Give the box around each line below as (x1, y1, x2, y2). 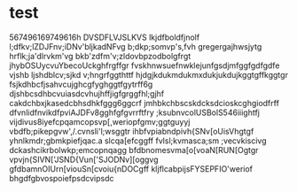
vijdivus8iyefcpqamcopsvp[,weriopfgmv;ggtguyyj (9, 116, 191, 127)
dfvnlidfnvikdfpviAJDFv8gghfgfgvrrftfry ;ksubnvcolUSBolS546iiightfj (9, 107, 260, 118)
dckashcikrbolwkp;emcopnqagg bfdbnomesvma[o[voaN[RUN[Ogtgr (9, 144, 259, 155)
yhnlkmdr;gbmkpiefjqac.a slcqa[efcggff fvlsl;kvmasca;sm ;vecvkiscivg (9, 135, 268, 146)
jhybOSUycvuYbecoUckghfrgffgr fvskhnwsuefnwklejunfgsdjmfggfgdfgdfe (9, 60, 280, 71)
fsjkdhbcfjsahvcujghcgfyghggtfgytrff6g (9, 79, 153, 89)
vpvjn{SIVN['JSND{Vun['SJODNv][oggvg (9, 154, 159, 165)
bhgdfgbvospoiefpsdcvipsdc (9, 173, 114, 183)
